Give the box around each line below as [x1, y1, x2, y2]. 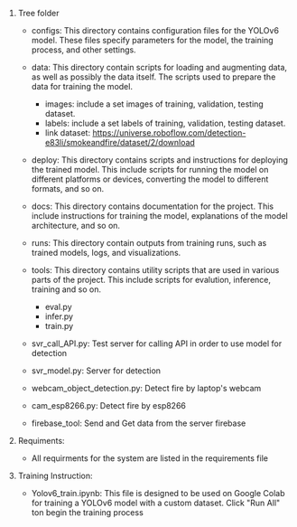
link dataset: [44, 127, 91, 138]
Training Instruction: [17, 470, 93, 481]
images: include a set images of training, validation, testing [44, 99, 264, 109]
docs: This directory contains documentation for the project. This [31, 201, 274, 212]
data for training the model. [31, 81, 134, 91]
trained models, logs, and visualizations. [31, 248, 181, 258]
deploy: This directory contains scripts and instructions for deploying [31, 155, 289, 165]
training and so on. [31, 284, 102, 295]
